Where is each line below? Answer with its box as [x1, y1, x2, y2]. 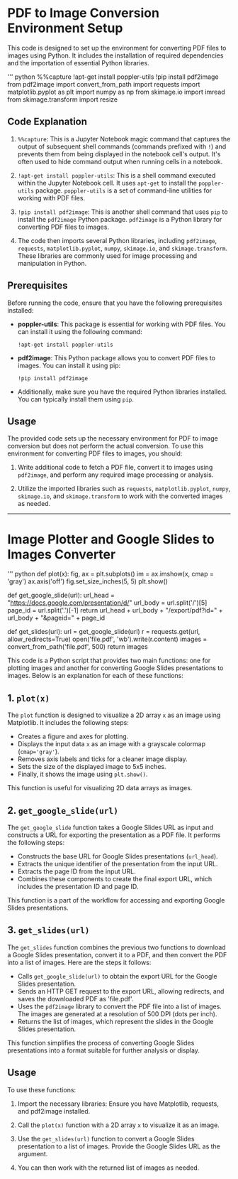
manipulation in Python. [17, 259, 87, 267]
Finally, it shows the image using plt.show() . [17, 770, 148, 779]
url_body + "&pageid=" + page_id [7, 613, 106, 623]
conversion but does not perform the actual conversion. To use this [7, 442, 204, 451]
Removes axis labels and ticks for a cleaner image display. [17, 755, 188, 763]
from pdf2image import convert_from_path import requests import [7, 80, 200, 88]
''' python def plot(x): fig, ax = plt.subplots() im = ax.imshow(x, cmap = [7, 570, 214, 578]
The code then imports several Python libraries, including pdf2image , [17, 236, 217, 244]
